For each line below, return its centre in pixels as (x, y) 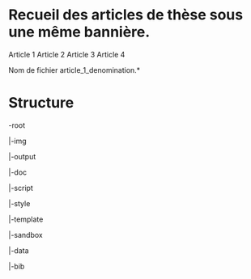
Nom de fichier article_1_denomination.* (74, 70)
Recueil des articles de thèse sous (126, 15)
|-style (19, 203)
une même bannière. (79, 32)
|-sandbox (26, 235)
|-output (22, 156)
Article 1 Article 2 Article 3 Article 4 (67, 54)
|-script (21, 188)
